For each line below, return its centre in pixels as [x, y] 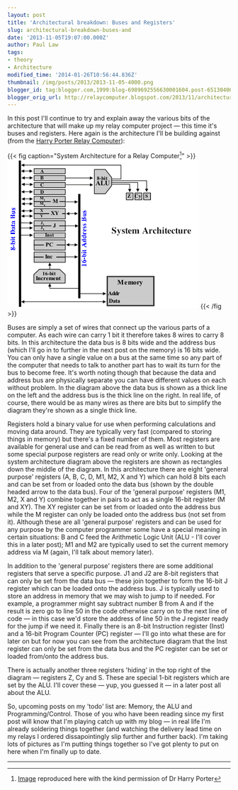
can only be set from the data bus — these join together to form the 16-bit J [118, 581]
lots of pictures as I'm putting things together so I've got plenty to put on [113, 744]
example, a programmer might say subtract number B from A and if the [110, 603]
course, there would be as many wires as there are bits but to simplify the [114, 402]
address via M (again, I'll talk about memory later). [81, 552]
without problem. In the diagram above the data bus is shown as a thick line [118, 387]
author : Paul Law [33, 45]
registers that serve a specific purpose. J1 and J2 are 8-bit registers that [113, 573]
